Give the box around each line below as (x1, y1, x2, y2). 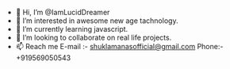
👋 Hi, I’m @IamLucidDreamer (15, 8, 110, 17)
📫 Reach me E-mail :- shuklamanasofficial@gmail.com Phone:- (15, 42, 224, 51)
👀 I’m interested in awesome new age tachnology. (15, 16, 178, 25)
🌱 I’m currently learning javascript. (15, 25, 128, 33)
